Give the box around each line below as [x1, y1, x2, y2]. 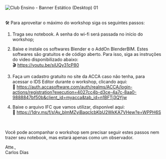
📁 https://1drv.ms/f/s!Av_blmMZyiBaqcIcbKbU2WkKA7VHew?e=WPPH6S [12, 109, 161, 115]
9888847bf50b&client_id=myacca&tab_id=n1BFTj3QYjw [12, 94, 127, 100]
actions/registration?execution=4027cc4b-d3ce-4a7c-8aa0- [12, 89, 137, 95]
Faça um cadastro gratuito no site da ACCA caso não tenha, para [12, 74, 145, 79]
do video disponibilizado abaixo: [12, 57, 78, 62]
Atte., [5, 144, 16, 150]
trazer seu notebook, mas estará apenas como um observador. [5, 135, 134, 140]
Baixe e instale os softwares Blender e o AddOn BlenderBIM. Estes [12, 46, 149, 52]
